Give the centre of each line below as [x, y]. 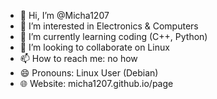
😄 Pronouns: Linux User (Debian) [89, 73]
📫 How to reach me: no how [78, 58]
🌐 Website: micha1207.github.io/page [96, 83]
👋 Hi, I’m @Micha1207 [64, 15]
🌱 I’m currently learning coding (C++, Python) [113, 36]
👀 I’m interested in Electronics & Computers [109, 26]
